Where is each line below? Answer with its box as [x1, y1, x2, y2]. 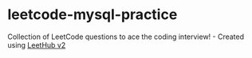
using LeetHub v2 [7, 40, 66, 49]
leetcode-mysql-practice [7, 6, 178, 24]
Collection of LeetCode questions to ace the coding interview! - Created [7, 32, 245, 41]
